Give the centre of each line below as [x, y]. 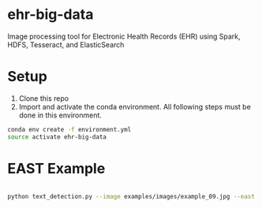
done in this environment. [60, 115]
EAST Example [56, 168]
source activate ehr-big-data [57, 137]
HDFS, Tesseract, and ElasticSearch [66, 44]
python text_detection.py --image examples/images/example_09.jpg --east [131, 196]
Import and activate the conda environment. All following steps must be [135, 106]
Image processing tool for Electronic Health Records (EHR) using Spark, [124, 36]
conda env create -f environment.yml [69, 129]
